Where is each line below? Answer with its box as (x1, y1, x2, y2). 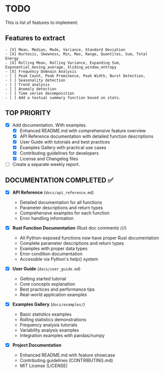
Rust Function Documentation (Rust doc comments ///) (12, 225, 127, 231)
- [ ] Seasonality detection (5, 78, 66, 83)
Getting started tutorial (19, 276, 66, 282)
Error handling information (19, 215, 74, 221)
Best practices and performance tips (19, 286, 95, 292)
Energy (5, 56, 19, 61)
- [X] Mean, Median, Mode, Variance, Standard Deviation (5, 47, 126, 52)
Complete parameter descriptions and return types (19, 240, 124, 246)
